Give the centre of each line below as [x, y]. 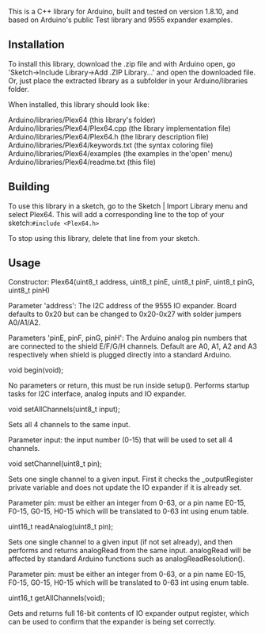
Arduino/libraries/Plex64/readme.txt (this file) [82, 162]
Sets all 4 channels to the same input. [69, 425]
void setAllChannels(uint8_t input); [64, 409]
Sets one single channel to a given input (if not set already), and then [121, 542]
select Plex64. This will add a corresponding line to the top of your [116, 214]
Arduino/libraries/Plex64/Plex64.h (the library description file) [109, 136]
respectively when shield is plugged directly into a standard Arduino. [120, 355]
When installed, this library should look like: [79, 104]
